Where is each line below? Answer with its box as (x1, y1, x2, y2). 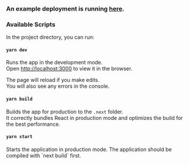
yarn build (6, 96, 33, 102)
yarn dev (6, 47, 28, 53)
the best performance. (6, 121, 60, 128)
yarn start (6, 134, 33, 140)
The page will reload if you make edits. (6, 77, 100, 84)
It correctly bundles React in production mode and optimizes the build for (6, 114, 183, 121)
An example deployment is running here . (6, 5, 124, 13)
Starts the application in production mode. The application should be (6, 146, 172, 153)
